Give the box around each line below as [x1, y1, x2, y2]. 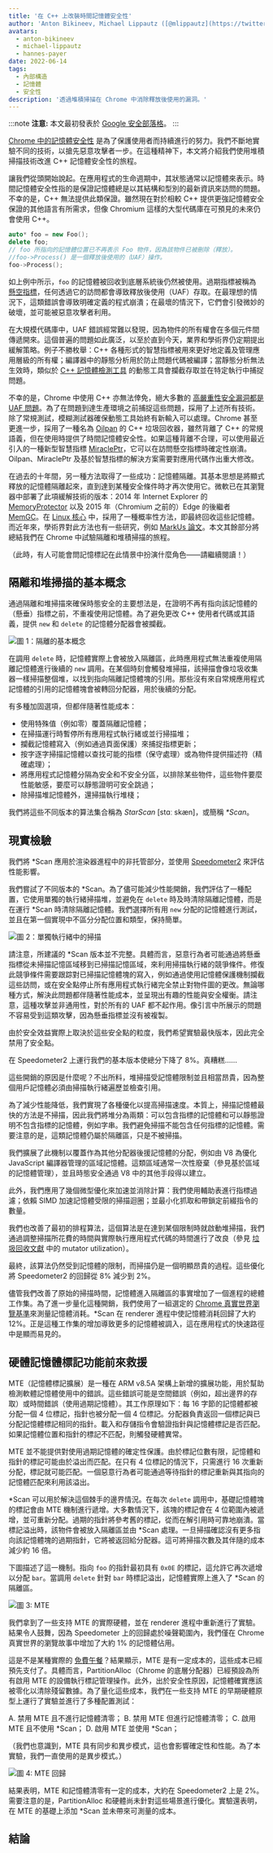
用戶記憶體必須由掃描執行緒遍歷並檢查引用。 [15, 1082, 165, 1092]
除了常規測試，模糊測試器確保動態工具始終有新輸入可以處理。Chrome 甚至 [8, 413, 258, 423]
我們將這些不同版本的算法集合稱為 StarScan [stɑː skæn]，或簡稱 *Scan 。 [8, 807, 254, 817]
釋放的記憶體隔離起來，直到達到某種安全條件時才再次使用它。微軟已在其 [8, 481, 250, 491]
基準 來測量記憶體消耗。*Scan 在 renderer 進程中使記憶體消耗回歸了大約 [15, 1309, 256, 1319]
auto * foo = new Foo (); [8, 231, 89, 239]
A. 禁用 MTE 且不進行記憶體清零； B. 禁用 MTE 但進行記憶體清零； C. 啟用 [8, 1714, 256, 1723]
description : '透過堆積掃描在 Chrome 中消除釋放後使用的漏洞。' [8, 95, 207, 103]
